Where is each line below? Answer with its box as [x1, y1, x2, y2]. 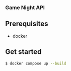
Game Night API [5, 4, 45, 11]
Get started [5, 47, 42, 56]
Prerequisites [5, 20, 48, 28]
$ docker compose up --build [5, 61, 66, 66]
